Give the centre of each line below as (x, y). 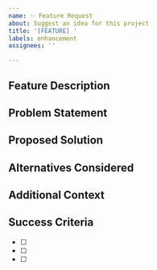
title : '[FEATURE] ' (43, 31)
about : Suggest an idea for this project (79, 23)
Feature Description (59, 85)
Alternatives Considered (71, 167)
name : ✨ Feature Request (51, 16)
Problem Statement (58, 112)
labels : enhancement (43, 38)
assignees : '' (32, 46)
